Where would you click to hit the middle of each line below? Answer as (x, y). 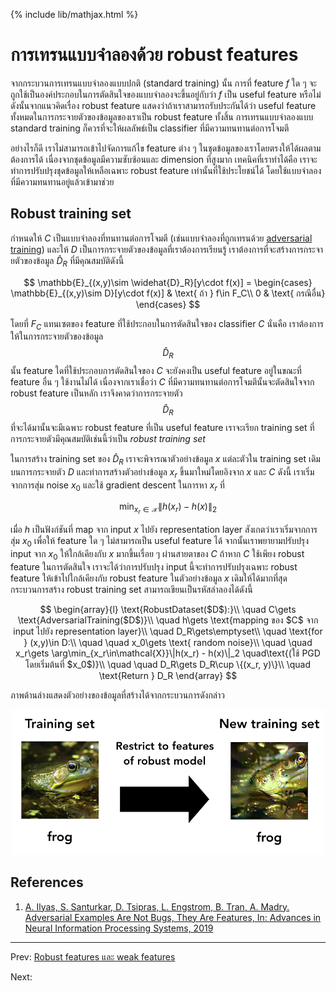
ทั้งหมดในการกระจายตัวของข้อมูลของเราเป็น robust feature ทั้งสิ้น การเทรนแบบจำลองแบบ (162, 116)
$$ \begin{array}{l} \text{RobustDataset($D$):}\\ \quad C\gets (168, 610)
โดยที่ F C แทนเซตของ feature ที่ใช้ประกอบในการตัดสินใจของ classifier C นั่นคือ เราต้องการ (167, 324)
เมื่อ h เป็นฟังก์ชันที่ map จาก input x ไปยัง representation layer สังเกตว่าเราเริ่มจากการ (164, 530)
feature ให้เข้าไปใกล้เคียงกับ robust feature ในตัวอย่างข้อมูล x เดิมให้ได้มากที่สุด (149, 578)
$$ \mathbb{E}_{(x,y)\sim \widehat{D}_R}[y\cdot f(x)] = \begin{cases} (168, 282)
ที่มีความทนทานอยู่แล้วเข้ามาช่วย (62, 181)
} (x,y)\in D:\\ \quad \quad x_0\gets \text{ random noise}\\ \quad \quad (168, 643)
